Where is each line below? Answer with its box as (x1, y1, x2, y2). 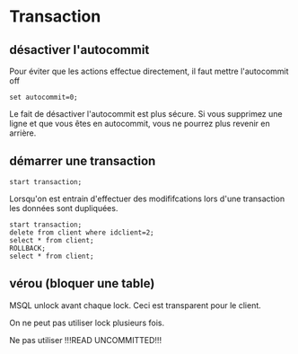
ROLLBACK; (9, 243, 47, 252)
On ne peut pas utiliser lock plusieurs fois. (9, 317, 164, 328)
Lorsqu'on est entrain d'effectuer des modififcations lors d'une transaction (9, 193, 285, 204)
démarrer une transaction (9, 154, 156, 169)
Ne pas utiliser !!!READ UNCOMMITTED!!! (9, 334, 162, 345)
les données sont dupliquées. (9, 202, 118, 213)
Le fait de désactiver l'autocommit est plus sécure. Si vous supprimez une (9, 109, 283, 119)
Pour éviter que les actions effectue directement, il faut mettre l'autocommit (9, 66, 289, 76)
